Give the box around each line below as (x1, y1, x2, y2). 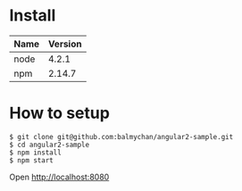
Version (47, 37, 82, 50)
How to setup (9, 104, 110, 123)
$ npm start (9, 155, 54, 165)
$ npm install (9, 148, 63, 157)
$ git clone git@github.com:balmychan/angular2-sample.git (9, 132, 234, 141)
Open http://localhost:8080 (9, 171, 110, 182)
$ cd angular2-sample (9, 140, 90, 149)
